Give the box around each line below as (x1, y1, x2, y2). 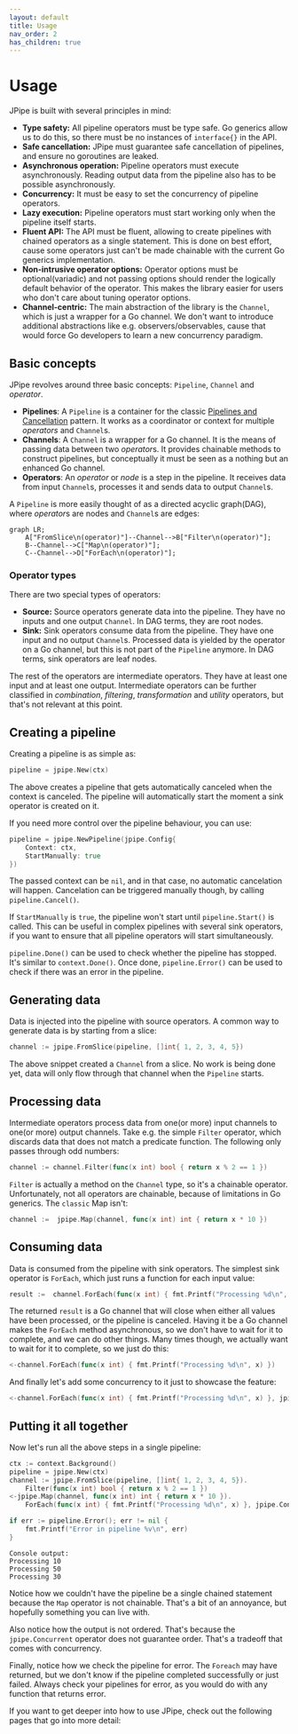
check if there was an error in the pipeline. (9, 967, 164, 978)
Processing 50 (9, 1564, 62, 1573)
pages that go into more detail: (9, 1714, 122, 1725)
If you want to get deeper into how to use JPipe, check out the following (9, 1706, 272, 1716)
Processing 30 (9, 1572, 62, 1581)
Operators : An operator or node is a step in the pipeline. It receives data (21, 472, 286, 482)
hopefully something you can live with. (9, 1606, 151, 1617)
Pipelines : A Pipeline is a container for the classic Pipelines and (21, 406, 257, 416)
